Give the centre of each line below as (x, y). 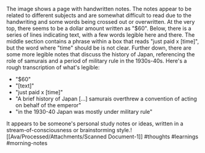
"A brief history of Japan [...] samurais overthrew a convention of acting (106, 99)
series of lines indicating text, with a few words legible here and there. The (101, 35)
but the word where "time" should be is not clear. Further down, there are (99, 48)
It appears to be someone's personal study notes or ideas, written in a (95, 124)
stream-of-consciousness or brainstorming (61, 130)
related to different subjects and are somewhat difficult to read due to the (99, 15)
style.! (124, 130)
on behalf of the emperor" (48, 105)
